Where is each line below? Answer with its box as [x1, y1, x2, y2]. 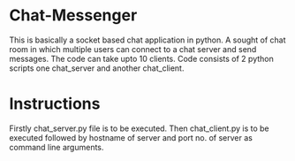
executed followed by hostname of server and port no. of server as [9, 132, 253, 142]
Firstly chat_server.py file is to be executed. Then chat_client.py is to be [9, 123, 269, 134]
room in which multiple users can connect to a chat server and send [9, 43, 257, 54]
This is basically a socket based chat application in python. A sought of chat [9, 34, 286, 45]
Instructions [9, 94, 101, 114]
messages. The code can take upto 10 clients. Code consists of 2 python [9, 53, 274, 64]
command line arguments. [9, 142, 104, 152]
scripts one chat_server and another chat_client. [9, 63, 185, 73]
